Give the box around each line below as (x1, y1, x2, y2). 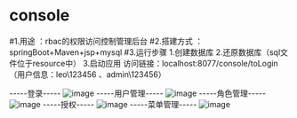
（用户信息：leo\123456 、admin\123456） (9, 68, 166, 80)
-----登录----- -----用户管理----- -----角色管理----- (9, 88, 267, 98)
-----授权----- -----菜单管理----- (43, 98, 197, 109)
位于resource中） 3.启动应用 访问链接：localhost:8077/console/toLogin (16, 58, 278, 68)
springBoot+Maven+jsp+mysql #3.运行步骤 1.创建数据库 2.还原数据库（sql (9, 46, 281, 58)
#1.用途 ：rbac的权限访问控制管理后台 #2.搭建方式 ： (9, 35, 203, 46)
